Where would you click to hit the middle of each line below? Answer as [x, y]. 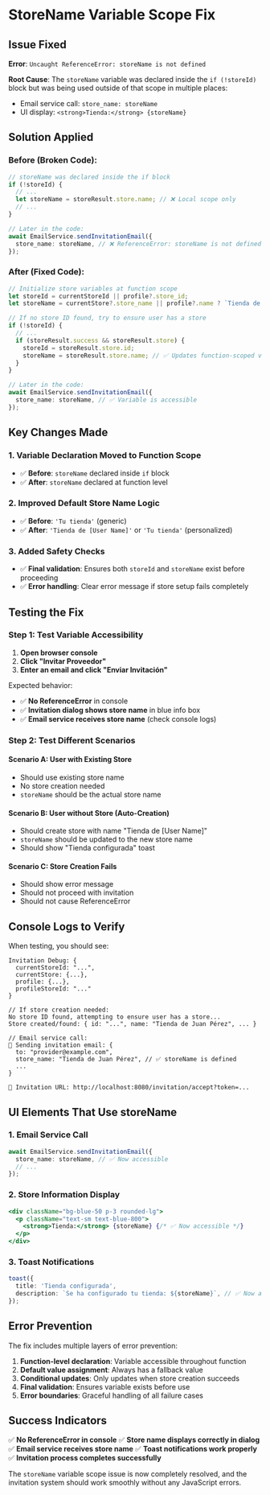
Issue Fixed [37, 45]
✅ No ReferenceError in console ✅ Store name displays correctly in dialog [134, 1440]
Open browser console [59, 653]
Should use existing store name [72, 777]
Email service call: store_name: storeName [89, 103]
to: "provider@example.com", [64, 1052]
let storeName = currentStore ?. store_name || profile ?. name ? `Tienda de [135, 303]
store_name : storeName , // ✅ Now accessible [92, 1159]
